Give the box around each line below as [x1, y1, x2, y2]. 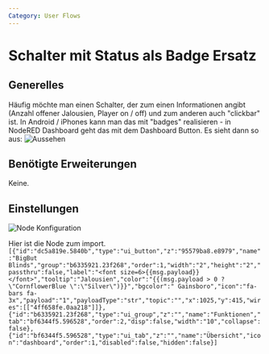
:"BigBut [8, 254, 38, 262]
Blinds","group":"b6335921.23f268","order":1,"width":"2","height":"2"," [8, 261, 262, 270]
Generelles [8, 78, 64, 93]
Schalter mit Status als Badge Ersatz [8, 46, 257, 64]
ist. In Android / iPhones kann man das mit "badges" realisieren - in [8, 117, 231, 126]
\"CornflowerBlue [8, 282, 67, 290]
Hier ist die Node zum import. [8, 239, 106, 249]
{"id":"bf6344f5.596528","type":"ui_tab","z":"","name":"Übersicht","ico [8, 331, 262, 340]
